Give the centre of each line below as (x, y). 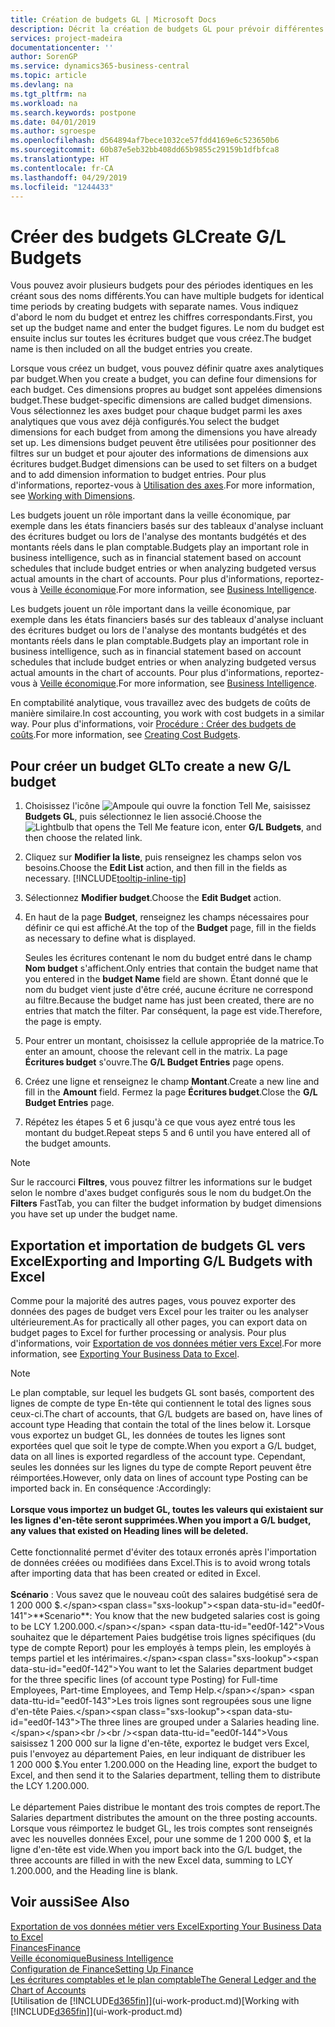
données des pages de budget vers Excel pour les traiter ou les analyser (159, 1311)
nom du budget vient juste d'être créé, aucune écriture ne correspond (169, 990)
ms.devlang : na (42, 85)
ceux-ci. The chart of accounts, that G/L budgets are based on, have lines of (166, 1413)
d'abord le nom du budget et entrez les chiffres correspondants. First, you (161, 317)
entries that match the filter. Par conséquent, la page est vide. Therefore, (173, 1011)
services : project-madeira (66, 38)
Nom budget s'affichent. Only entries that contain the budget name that (171, 968)
